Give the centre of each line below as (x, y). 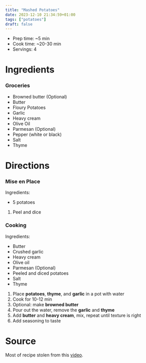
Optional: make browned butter (45, 304)
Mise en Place (23, 181)
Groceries (18, 86)
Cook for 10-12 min (32, 299)
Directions (27, 166)
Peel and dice (27, 212)
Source (21, 341)
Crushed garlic (28, 251)
